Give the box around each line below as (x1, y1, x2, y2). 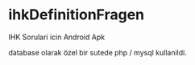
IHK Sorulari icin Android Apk (8, 32, 106, 42)
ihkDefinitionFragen (8, 6, 145, 24)
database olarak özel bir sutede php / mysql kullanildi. (8, 47, 187, 57)
